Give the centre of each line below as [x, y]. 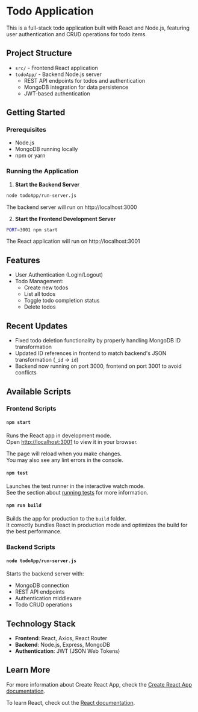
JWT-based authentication [57, 93]
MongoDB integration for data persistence [76, 87]
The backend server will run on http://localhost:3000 [72, 207]
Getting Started [36, 113]
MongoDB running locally [46, 149]
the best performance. [34, 531]
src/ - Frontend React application [56, 68]
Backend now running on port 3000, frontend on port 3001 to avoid [98, 366]
